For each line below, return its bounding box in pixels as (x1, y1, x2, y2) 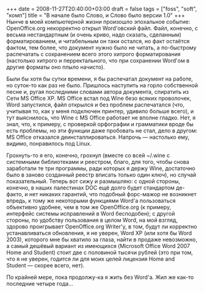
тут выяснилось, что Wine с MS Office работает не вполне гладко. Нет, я (6, 114, 196, 121)
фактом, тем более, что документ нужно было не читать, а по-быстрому (6, 44, 197, 51)
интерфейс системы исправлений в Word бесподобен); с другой (6, 210, 175, 217)
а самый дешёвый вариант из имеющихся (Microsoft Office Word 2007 (6, 242, 191, 249)
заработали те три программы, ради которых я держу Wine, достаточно (6, 164, 195, 172)
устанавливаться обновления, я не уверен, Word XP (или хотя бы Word (6, 230, 192, 236)
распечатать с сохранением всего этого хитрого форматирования (6, 51, 181, 57)
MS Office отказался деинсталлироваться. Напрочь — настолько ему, (6, 133, 189, 141)
